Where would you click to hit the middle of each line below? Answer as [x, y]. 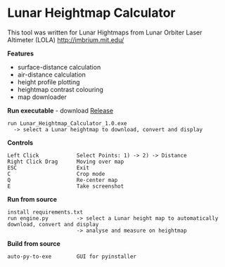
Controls [20, 143]
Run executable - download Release [60, 110]
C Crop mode [56, 174]
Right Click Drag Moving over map [66, 162]
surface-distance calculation [59, 67]
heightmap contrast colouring [60, 89]
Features [20, 53]
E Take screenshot [66, 186]
